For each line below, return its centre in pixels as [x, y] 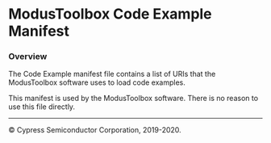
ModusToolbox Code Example [110, 14]
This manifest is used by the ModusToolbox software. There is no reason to [133, 99]
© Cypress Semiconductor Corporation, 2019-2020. [95, 130]
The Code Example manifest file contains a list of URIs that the [112, 74]
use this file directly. [42, 107]
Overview [28, 57]
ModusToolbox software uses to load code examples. [97, 82]
